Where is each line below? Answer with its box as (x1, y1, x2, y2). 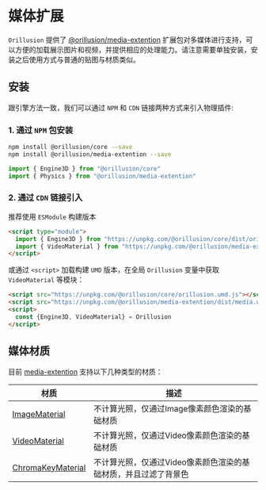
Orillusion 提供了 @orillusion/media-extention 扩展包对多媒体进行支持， (8, 35, 246, 44)
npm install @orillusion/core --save (8, 144, 133, 151)
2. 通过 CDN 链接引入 (8, 192, 83, 203)
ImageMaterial (12, 408, 66, 419)
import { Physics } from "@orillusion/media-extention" (8, 172, 196, 180)
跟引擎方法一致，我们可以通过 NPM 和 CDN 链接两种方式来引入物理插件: (8, 102, 234, 112)
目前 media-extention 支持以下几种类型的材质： (8, 366, 163, 377)
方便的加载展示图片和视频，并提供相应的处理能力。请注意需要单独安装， (14, 44, 251, 54)
